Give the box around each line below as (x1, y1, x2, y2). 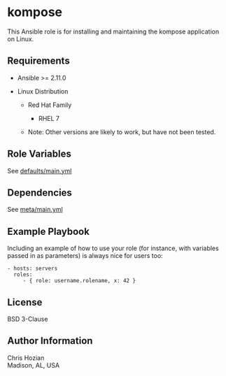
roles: (13, 271, 33, 278)
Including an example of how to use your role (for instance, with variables (7, 244, 219, 252)
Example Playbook (7, 225, 90, 238)
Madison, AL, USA (7, 361, 60, 369)
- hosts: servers (7, 265, 58, 273)
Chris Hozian (7, 354, 45, 362)
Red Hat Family (27, 101, 72, 109)
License (7, 296, 43, 308)
